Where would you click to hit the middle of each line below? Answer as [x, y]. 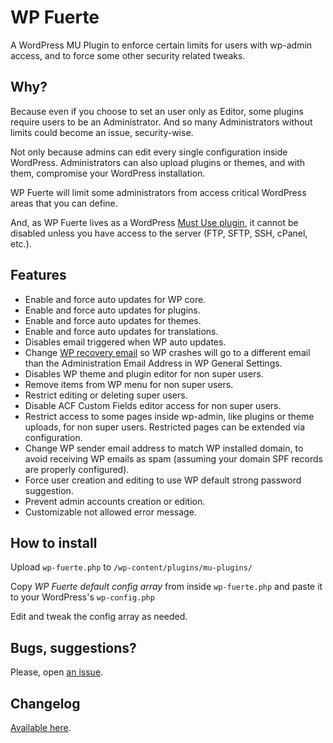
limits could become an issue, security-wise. [102, 132]
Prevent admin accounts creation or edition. [115, 501]
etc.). [21, 243]
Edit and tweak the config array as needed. [99, 617]
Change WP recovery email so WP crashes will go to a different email [167, 352]
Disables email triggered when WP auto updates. [125, 342]
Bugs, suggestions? [73, 647]
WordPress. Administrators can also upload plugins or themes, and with [157, 162]
